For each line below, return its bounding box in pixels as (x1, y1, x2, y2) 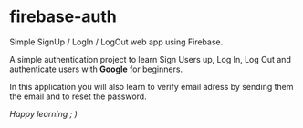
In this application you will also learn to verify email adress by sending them (9, 81, 294, 92)
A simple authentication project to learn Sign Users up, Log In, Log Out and (9, 54, 292, 64)
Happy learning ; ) (9, 108, 78, 119)
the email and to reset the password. (9, 91, 148, 102)
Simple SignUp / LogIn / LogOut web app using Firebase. (9, 36, 224, 47)
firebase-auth (9, 6, 117, 27)
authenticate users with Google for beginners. (9, 64, 183, 74)
